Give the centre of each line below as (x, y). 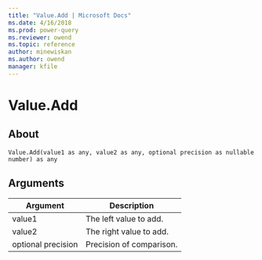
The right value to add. (127, 231)
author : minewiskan (40, 52)
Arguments (36, 183)
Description (132, 205)
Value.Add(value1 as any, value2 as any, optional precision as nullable (131, 152)
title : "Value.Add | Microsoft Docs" (70, 15)
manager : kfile (33, 67)
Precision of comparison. (131, 244)
